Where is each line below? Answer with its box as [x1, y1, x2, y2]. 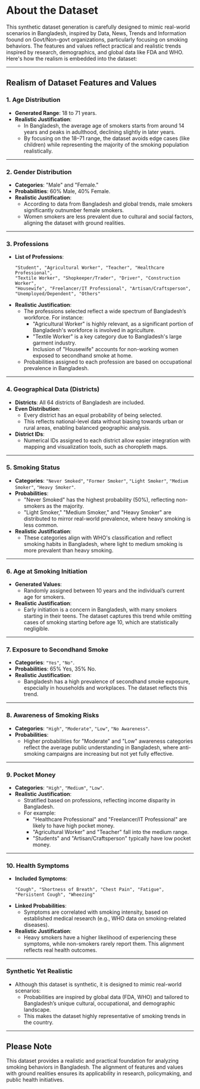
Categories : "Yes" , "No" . [14, 659, 75, 666]
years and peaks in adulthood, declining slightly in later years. [23, 128, 176, 135]
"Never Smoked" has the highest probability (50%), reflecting [23, 496, 175, 503]
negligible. [23, 625, 49, 632]
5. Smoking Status [6, 463, 61, 471]
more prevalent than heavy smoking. [23, 547, 114, 554]
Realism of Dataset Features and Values [6, 78, 157, 88]
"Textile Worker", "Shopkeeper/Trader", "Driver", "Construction [14, 275, 180, 281]
